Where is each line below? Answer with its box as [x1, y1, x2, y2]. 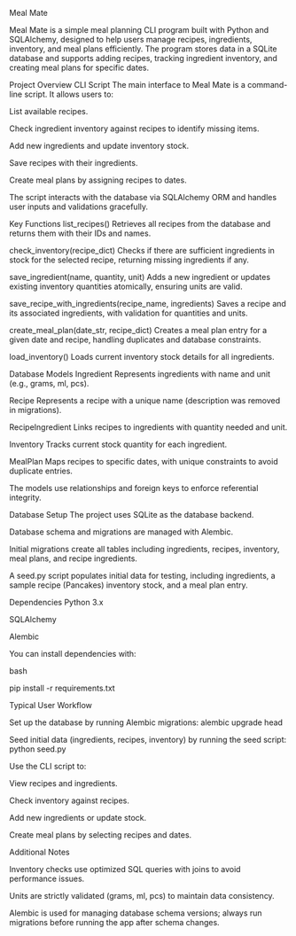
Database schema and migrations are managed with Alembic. [9, 526, 234, 537]
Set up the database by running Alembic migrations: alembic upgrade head [9, 717, 284, 728]
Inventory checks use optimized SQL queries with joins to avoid [9, 864, 241, 874]
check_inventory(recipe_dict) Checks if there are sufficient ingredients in [9, 246, 275, 255]
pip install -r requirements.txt [9, 682, 115, 693]
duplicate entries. [9, 465, 74, 476]
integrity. [9, 492, 42, 503]
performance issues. [9, 873, 85, 884]
